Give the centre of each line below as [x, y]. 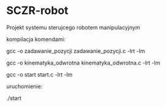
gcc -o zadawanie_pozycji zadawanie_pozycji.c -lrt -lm [76, 51]
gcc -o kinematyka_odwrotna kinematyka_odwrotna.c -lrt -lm [83, 63]
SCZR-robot [38, 11]
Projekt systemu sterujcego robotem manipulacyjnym [73, 27]
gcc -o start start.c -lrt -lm [40, 74]
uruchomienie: [24, 86]
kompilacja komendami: [36, 39]
